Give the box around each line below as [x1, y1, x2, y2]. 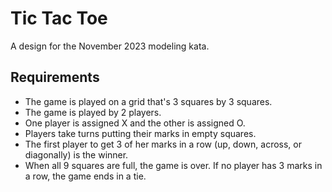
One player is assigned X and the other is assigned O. [24, 117, 246, 129]
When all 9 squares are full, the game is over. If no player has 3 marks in [24, 159, 323, 171]
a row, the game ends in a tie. [24, 170, 147, 182]
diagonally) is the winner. [24, 148, 129, 161]
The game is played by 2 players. [24, 106, 162, 118]
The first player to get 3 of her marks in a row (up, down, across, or [24, 138, 302, 150]
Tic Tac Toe [10, 7, 108, 30]
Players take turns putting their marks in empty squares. [24, 127, 257, 139]
